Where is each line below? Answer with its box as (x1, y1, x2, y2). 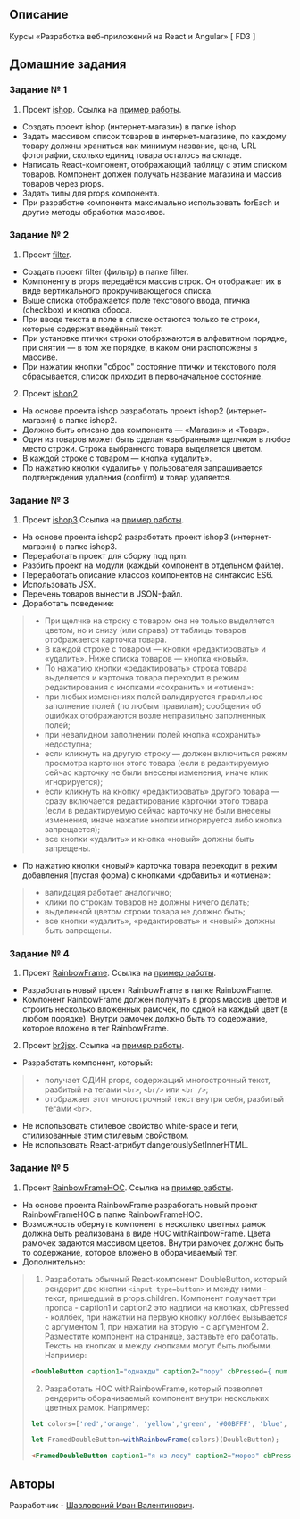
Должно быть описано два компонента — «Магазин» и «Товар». (21, 424, 270, 435)
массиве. (21, 352, 58, 363)
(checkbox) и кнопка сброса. (21, 304, 132, 315)
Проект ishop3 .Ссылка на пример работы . (21, 514, 185, 525)
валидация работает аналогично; (44, 888, 172, 898)
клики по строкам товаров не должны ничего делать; (44, 897, 250, 907)
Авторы (9, 1476, 55, 1491)
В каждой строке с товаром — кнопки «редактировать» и (44, 644, 266, 655)
